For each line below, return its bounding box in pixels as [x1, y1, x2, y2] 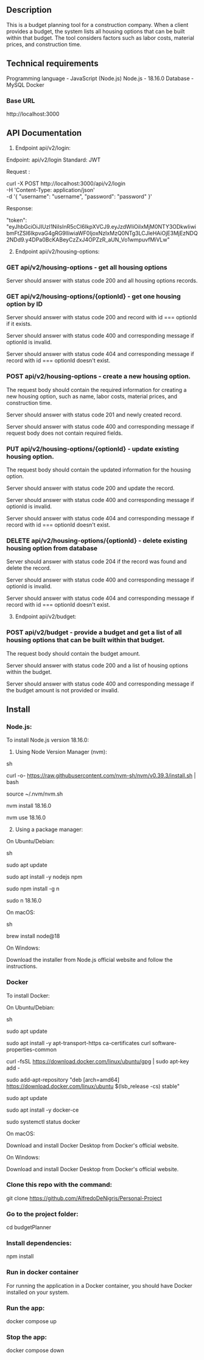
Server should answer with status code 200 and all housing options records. [6, 277, 198, 284]
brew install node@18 [6, 933, 60, 940]
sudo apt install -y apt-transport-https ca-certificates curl [6, 1039, 151, 1046]
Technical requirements [6, 58, 99, 69]
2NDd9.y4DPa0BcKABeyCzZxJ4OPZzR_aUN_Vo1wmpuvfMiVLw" [6, 235, 171, 243]
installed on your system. [6, 1288, 69, 1296]
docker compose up [6, 1317, 57, 1325]
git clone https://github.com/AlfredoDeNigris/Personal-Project [6, 1194, 163, 1202]
